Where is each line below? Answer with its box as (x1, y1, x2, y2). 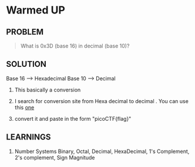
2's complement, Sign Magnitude (14, 154, 95, 161)
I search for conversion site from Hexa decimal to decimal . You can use (14, 97, 189, 104)
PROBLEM (6, 27, 44, 37)
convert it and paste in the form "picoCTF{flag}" (14, 115, 132, 122)
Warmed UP (6, 4, 66, 17)
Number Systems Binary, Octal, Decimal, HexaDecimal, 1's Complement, (14, 148, 190, 155)
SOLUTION (6, 59, 47, 69)
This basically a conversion (14, 86, 81, 93)
